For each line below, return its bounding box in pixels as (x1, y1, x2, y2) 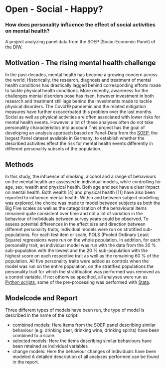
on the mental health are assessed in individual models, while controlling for (5, 179, 161, 185)
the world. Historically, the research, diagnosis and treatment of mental (5, 77, 151, 83)
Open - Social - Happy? (5, 3, 103, 15)
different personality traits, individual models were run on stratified (5, 227, 142, 233)
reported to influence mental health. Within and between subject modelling (5, 195, 159, 201)
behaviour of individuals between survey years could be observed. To (5, 216, 149, 222)
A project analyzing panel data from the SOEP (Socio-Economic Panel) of (5, 39, 156, 45)
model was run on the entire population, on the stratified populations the (5, 263, 154, 269)
